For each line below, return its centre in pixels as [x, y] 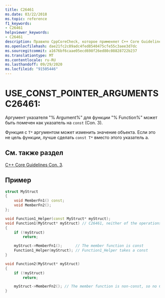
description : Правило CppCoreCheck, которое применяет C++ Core [72, 42]
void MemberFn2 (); [33, 205]
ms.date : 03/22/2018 [26, 14]
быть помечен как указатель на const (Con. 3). [54, 122]
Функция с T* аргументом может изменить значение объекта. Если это [80, 132]
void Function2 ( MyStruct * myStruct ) [42, 264]
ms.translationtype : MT [29, 55]
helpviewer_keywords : [27, 32]
